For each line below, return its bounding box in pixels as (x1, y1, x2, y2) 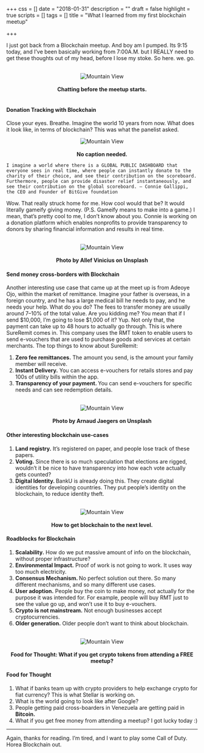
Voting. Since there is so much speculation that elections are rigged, (15, 458, 188, 465)
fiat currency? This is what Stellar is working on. (15, 691, 135, 698)
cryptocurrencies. (15, 613, 60, 621)
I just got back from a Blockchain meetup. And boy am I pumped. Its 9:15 (6, 42, 188, 49)
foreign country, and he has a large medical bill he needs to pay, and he (6, 297, 185, 304)
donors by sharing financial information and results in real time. (6, 225, 165, 233)
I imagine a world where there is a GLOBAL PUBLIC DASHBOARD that (6, 162, 178, 169)
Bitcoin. (15, 710, 35, 718)
